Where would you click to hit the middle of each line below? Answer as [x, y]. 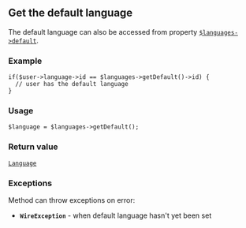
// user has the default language [72, 84]
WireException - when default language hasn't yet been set [116, 215]
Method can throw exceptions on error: [72, 200]
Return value [33, 147]
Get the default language [71, 13]
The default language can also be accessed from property [103, 32]
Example [25, 61]
